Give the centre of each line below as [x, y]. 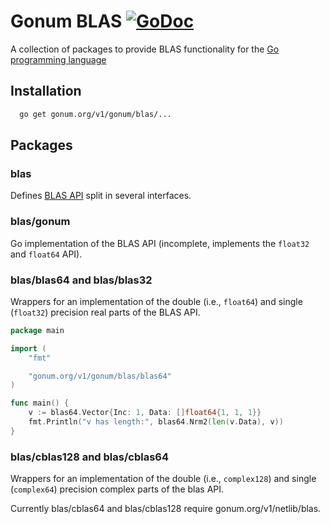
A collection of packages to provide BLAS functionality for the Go [145, 49]
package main [37, 330]
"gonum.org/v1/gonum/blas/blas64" [100, 376]
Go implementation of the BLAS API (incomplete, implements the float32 [160, 243]
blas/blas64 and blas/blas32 [81, 280]
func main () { [40, 403]
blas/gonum [40, 222]
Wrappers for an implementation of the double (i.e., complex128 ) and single [163, 479]
